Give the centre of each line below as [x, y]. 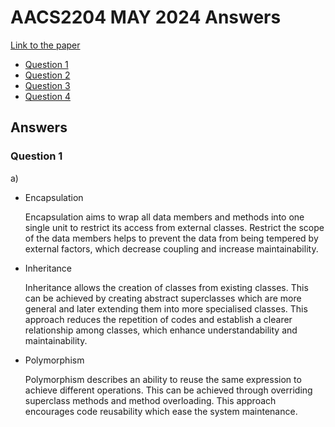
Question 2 [47, 75]
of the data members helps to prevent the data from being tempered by [171, 238]
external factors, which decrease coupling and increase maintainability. [171, 248]
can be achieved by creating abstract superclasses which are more [163, 298]
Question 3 [47, 85]
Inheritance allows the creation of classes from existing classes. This [166, 287]
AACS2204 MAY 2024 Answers [146, 17]
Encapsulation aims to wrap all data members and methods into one [164, 217]
